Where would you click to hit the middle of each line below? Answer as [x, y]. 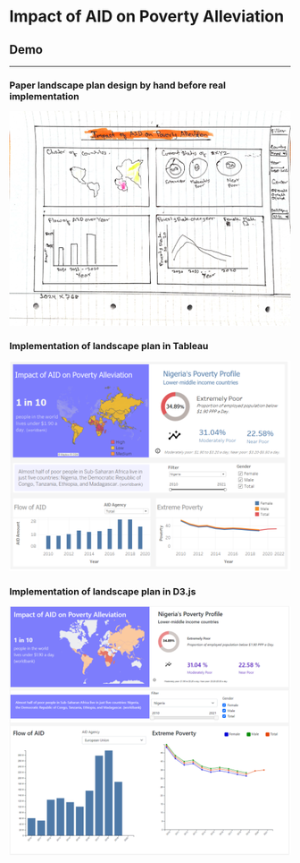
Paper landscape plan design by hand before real [117, 85]
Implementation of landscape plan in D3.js [103, 591]
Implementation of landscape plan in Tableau [109, 346]
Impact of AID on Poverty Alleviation [146, 17]
